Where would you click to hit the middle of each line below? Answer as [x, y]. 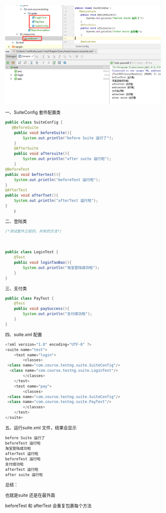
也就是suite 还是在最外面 [30, 495]
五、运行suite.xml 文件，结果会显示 [41, 427]
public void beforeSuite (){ [43, 133]
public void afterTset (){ [32, 196]
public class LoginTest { [32, 252]
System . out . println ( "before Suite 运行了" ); [68, 138]
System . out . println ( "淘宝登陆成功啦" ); [61, 268]
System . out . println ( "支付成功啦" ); [58, 314]
